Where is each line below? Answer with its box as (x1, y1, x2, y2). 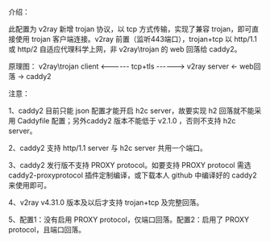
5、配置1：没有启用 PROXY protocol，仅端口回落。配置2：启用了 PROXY (8, 215, 250, 224)
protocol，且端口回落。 (8, 225, 86, 234)
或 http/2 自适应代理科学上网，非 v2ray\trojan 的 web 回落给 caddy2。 (8, 44, 242, 54)
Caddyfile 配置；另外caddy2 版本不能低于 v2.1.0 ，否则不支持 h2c (17, 116, 236, 125)
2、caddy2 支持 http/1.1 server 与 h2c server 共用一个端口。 (8, 144, 207, 152)
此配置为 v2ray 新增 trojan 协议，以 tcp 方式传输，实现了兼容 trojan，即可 (8, 24, 252, 34)
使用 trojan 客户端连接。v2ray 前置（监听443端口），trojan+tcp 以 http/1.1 (15, 35, 258, 44)
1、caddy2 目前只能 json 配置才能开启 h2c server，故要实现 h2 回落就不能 (8, 106, 255, 115)
